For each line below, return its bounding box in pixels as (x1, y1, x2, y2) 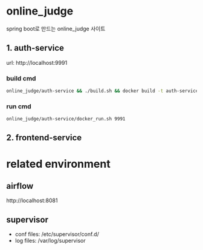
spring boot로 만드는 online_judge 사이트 (6, 25, 106, 32)
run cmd (6, 102, 31, 110)
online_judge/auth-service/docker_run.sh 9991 (6, 116, 126, 122)
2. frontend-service (6, 133, 82, 143)
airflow (6, 181, 34, 191)
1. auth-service (6, 43, 65, 53)
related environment (6, 157, 111, 171)
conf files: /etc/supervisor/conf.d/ (14, 231, 100, 238)
